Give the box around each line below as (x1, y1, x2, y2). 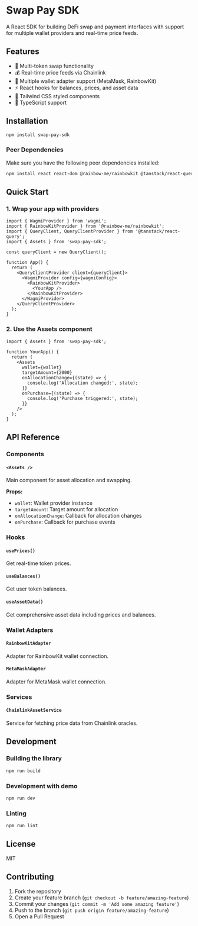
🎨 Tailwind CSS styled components (14, 92, 100, 99)
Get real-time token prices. (6, 560, 72, 567)
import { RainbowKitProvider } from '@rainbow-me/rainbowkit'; (6, 223, 165, 230)
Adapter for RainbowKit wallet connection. (6, 652, 109, 660)
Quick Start (6, 187, 49, 197)
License (6, 839, 36, 849)
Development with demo (6, 782, 78, 790)
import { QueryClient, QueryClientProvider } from (6, 228, 133, 234)
